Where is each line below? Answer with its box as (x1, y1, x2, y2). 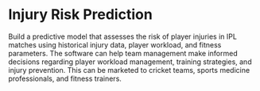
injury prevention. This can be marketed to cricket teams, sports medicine (8, 65, 250, 74)
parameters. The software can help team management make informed (8, 48, 238, 58)
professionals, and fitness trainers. (8, 74, 122, 83)
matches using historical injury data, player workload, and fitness (8, 40, 222, 49)
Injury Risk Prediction (8, 6, 153, 24)
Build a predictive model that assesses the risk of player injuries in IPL (8, 32, 237, 41)
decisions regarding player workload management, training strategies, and (8, 57, 252, 66)
